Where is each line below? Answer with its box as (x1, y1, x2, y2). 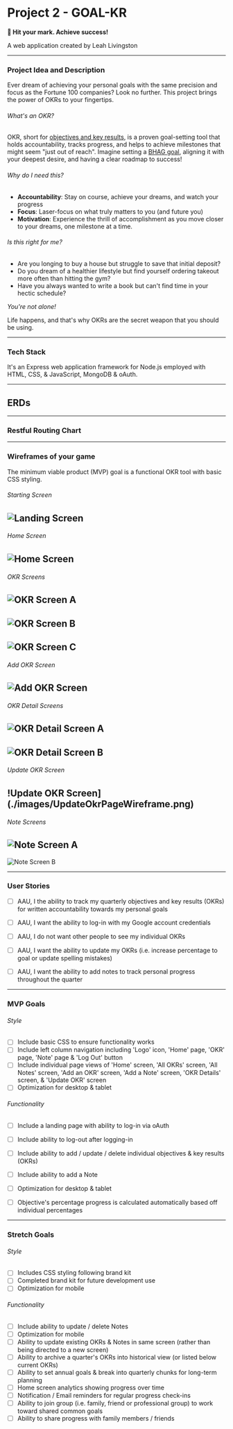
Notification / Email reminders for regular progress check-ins (17, 1392, 191, 1400)
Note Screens (7, 818, 46, 826)
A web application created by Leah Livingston (7, 41, 138, 49)
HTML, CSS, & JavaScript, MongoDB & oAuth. (7, 370, 138, 379)
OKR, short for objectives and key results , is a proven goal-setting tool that (7, 133, 221, 142)
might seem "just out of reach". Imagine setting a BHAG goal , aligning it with (7, 148, 225, 156)
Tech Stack (7, 347, 46, 357)
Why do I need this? (7, 171, 64, 180)
